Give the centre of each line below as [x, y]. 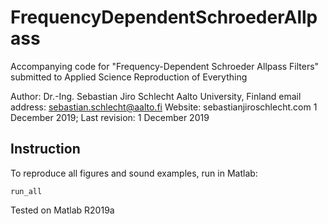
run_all [26, 191]
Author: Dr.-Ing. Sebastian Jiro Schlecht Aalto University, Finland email [156, 96]
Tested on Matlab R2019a [62, 210]
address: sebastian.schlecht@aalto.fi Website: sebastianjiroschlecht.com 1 [164, 107]
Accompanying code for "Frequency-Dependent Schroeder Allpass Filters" [165, 66]
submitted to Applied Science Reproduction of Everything [129, 77]
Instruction [45, 149]
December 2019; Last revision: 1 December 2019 [110, 117]
